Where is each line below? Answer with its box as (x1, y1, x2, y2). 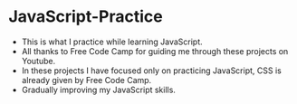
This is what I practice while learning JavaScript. (21, 36, 203, 47)
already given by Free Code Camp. (21, 74, 152, 85)
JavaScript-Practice (8, 6, 164, 27)
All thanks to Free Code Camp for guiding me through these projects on (21, 45, 289, 56)
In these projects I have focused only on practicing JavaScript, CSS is (21, 65, 282, 76)
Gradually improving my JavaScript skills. (21, 84, 176, 95)
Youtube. (21, 55, 56, 66)
